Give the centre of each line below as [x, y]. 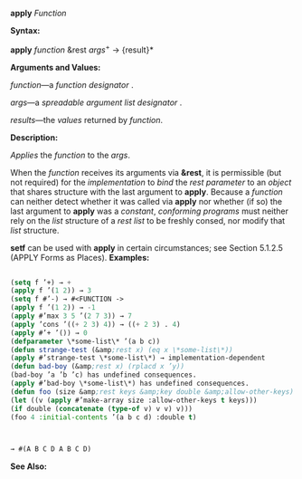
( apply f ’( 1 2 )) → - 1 [53, 308]
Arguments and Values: [56, 67]
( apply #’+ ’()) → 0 [49, 333]
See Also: [29, 466]
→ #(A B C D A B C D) [51, 449]
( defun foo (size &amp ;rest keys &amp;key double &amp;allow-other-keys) [152, 392]
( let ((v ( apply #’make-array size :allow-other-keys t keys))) [134, 400]
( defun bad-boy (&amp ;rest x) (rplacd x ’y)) [97, 367]
